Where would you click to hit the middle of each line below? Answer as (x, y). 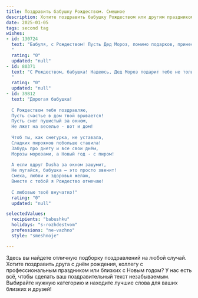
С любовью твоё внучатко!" (44, 192)
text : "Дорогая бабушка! (42, 99)
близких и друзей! (29, 289)
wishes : (16, 34)
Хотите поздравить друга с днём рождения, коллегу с (75, 264)
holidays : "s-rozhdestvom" (44, 225)
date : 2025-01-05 (27, 22)
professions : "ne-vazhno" (43, 230)
